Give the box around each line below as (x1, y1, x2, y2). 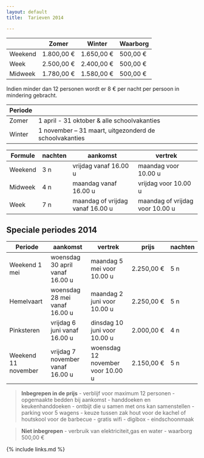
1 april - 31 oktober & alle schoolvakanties (38, 116, 161, 125)
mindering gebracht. (6, 91, 58, 99)
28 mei (50, 294, 71, 302)
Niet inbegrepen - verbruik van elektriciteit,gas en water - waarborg (21, 428, 192, 435)
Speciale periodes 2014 (6, 225, 97, 235)
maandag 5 (90, 257, 123, 266)
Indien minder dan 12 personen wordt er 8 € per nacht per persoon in (6, 85, 180, 92)
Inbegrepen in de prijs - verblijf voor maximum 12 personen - (21, 390, 175, 397)
